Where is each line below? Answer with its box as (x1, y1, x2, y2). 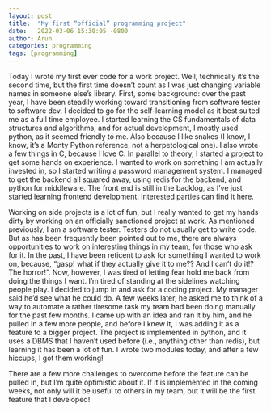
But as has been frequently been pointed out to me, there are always (8, 233, 237, 242)
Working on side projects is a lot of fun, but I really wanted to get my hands (8, 208, 259, 217)
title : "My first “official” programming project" (8, 19, 186, 27)
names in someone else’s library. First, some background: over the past (8, 89, 246, 98)
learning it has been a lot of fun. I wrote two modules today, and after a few (8, 345, 259, 354)
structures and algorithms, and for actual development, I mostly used (8, 123, 239, 132)
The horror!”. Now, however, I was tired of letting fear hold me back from (8, 267, 250, 277)
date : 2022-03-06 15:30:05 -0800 (8, 27, 129, 35)
